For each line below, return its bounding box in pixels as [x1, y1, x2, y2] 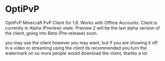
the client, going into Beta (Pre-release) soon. [5, 30, 98, 36]
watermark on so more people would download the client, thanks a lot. [5, 50, 149, 56]
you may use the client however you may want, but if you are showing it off [5, 39, 158, 45]
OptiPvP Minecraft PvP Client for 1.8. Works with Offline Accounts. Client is [5, 20, 158, 26]
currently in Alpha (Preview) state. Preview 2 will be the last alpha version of [5, 25, 160, 30]
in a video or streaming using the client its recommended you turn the [5, 45, 147, 51]
